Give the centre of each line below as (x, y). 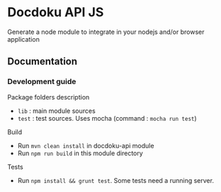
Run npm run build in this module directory (80, 153)
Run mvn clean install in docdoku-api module (86, 145)
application (24, 39)
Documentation (42, 62)
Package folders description (49, 97)
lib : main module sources (56, 111)
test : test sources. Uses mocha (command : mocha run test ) (107, 118)
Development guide (42, 82)
